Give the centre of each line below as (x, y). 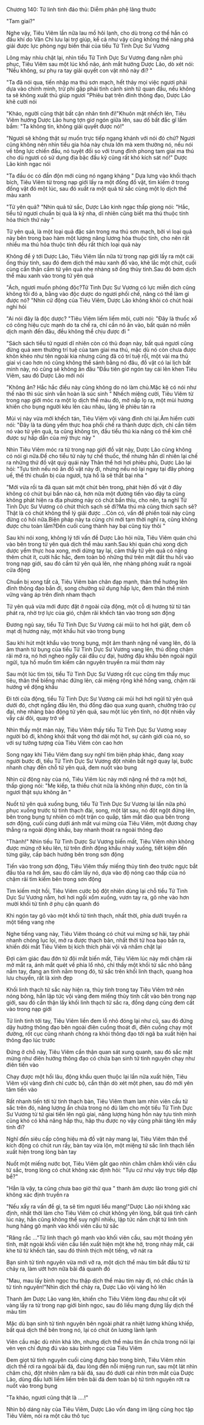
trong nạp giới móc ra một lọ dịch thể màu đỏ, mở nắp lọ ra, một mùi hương (100, 400)
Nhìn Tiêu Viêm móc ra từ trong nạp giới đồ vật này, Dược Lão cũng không (99, 449)
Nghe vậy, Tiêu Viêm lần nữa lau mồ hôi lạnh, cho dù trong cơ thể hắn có (97, 33)
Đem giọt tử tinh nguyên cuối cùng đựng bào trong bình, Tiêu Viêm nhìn (96, 1360)
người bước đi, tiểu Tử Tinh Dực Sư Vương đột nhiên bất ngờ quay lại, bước (100, 761)
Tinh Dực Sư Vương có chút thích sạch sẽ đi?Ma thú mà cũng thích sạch (97, 506)
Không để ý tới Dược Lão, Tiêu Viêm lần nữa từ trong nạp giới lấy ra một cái (100, 256)
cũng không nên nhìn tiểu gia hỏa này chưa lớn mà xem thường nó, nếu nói (100, 145)
